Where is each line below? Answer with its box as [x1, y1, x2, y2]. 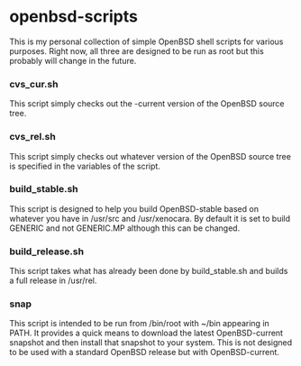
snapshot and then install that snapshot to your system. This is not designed [9, 337, 293, 348]
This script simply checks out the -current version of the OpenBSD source [9, 98, 286, 109]
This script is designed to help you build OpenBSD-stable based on [9, 203, 260, 214]
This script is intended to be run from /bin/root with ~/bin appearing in [9, 318, 270, 329]
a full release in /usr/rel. [9, 275, 97, 286]
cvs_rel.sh [9, 131, 56, 143]
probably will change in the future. [9, 55, 137, 66]
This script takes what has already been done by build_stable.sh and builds [9, 266, 288, 277]
